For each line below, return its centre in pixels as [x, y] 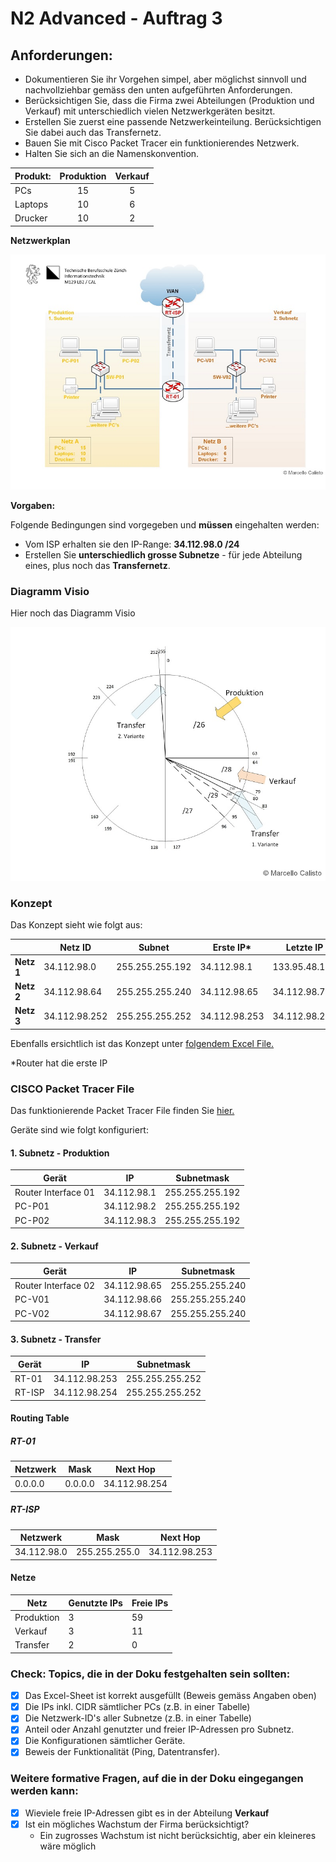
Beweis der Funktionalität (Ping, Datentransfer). [122, 1752]
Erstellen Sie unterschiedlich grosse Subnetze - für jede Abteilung [163, 554]
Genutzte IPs [95, 1603]
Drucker [31, 218]
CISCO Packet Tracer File [72, 1089]
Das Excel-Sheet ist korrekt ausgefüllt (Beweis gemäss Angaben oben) [170, 1696]
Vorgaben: [33, 505]
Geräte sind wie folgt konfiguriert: [79, 1130]
